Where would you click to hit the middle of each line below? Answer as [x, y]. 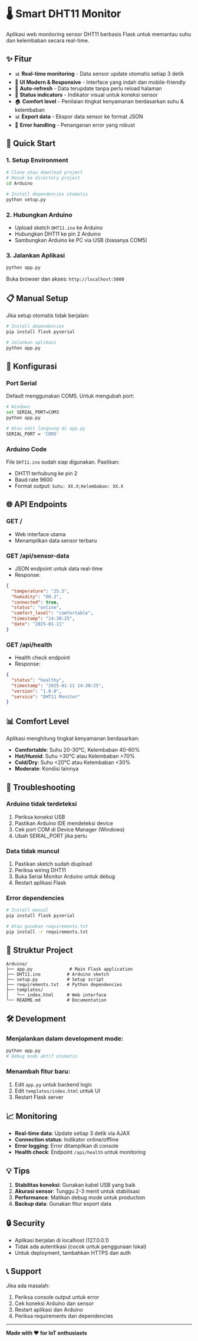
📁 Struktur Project [40, 950]
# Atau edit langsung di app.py [46, 428]
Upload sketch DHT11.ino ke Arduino [59, 228]
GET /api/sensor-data [38, 556]
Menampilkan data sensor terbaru [56, 540]
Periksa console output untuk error [57, 1297]
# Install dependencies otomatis [47, 194]
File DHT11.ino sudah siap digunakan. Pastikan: [63, 462]
